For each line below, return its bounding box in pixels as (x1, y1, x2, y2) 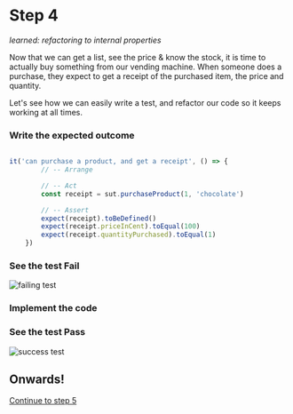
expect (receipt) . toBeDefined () (41, 214, 157, 223)
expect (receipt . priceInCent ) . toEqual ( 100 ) (41, 222, 201, 231)
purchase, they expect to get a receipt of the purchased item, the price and (9, 70, 284, 81)
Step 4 (9, 5, 59, 26)
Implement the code (9, 302, 98, 314)
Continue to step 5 (9, 395, 77, 406)
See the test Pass (9, 326, 86, 338)
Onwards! (9, 372, 65, 387)
